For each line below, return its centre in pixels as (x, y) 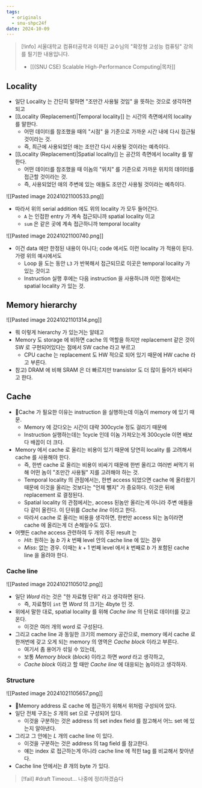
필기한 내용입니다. (48, 54)
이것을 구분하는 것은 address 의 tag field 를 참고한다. (86, 743)
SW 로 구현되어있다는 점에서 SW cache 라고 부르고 (75, 347)
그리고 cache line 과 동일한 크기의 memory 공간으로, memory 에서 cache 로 (105, 634)
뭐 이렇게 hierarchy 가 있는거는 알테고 (59, 332)
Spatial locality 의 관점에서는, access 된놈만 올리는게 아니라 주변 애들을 (109, 502)
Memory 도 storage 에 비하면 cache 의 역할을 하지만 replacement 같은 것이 (105, 339)
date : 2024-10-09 (28, 29)
